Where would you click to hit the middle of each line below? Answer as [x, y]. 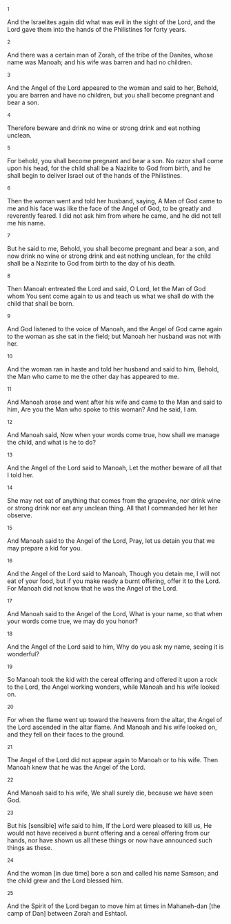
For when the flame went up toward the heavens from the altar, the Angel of [115, 720]
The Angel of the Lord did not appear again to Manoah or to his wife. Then [113, 760]
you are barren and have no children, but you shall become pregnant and [111, 95]
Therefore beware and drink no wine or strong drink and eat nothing [104, 128]
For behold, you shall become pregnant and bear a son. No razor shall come [115, 161]
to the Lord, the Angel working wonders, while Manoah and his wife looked [113, 687]
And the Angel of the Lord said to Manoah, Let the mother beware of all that [114, 468]
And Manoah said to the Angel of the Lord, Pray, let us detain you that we [111, 541]
